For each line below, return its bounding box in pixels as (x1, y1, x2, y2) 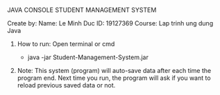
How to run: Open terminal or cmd (17, 40, 115, 47)
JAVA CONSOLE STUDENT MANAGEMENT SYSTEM (7, 6, 157, 14)
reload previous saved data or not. (17, 81, 116, 89)
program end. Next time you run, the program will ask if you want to (17, 74, 211, 82)
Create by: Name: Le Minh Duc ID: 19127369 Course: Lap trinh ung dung (7, 19, 214, 27)
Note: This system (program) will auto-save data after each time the (17, 67, 212, 74)
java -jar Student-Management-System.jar (27, 53, 149, 61)
